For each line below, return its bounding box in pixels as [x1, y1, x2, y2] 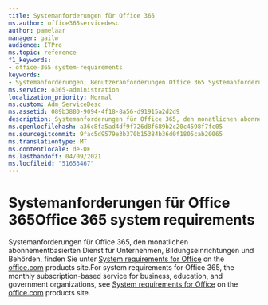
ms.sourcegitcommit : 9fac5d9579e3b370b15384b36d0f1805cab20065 [8, 130, 223, 138]
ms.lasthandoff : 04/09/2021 [8, 152, 102, 160]
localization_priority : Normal [8, 93, 112, 101]
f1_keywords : [8, 57, 52, 65]
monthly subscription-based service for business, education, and [8, 272, 223, 281]
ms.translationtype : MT [8, 137, 88, 146]
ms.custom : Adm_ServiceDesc [8, 100, 102, 108]
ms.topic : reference [8, 49, 77, 57]
